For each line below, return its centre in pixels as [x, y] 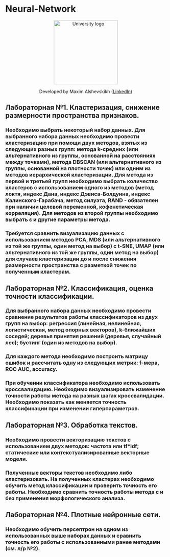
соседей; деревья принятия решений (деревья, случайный [83, 337]
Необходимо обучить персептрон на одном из [67, 529]
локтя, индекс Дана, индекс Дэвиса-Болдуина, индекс [78, 194]
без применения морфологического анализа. [65, 498]
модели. [17, 459]
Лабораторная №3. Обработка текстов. [72, 425]
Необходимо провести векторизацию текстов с [68, 439]
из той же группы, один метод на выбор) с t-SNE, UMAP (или [85, 246]
